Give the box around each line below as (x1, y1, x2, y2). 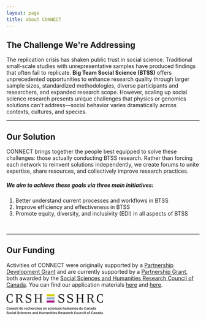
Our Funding (6, 245, 55, 255)
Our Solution (6, 132, 56, 142)
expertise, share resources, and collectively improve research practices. (6, 167, 189, 175)
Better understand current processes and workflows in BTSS (15, 197, 169, 205)
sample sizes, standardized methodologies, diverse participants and (6, 82, 179, 89)
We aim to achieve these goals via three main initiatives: (6, 181, 154, 189)
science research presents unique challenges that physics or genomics (6, 95, 186, 102)
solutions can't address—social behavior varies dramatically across (6, 102, 177, 109)
